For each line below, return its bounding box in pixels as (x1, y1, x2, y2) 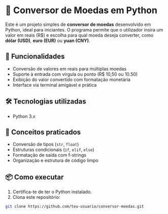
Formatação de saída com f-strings (12, 152, 86, 158)
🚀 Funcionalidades (5, 52, 65, 61)
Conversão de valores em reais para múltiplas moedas (12, 65, 127, 72)
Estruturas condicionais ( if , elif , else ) (12, 147, 95, 153)
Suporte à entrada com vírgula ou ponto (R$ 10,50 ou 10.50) (12, 71, 138, 77)
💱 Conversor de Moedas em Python (5, 5, 157, 16)
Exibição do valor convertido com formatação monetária (12, 76, 131, 83)
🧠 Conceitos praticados (5, 128, 81, 136)
